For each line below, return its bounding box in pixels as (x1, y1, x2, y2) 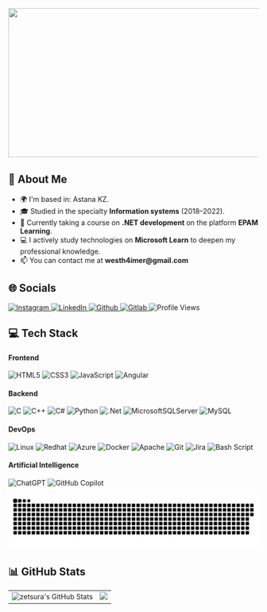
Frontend (8, 353, 40, 362)
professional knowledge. (19, 246, 101, 256)
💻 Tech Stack (8, 327, 79, 340)
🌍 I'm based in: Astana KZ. (19, 194, 110, 203)
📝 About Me (8, 172, 68, 186)
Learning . (19, 226, 53, 235)
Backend (8, 389, 38, 398)
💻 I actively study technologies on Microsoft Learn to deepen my (19, 234, 236, 245)
